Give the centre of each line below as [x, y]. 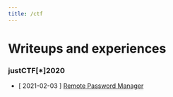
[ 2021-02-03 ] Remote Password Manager [81, 86]
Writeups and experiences [87, 48]
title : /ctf [25, 14]
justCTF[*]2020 [37, 70]
